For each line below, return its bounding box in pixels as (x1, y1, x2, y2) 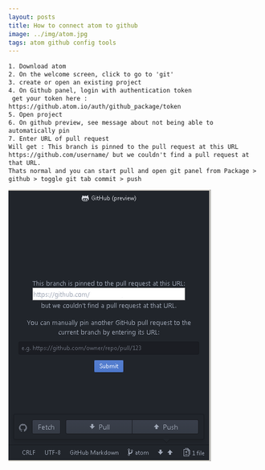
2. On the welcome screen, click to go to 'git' (8, 71, 174, 79)
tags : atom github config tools (8, 39, 116, 47)
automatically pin (8, 127, 70, 135)
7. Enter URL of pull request (8, 135, 110, 143)
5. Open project (8, 111, 63, 119)
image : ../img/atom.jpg (8, 30, 88, 38)
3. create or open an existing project (8, 79, 142, 87)
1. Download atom (8, 63, 67, 71)
